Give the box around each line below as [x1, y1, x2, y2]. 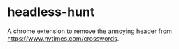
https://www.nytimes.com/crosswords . [7, 34, 120, 42]
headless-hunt [7, 4, 95, 20]
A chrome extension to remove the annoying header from [7, 27, 173, 35]
